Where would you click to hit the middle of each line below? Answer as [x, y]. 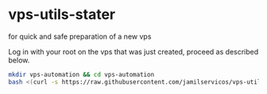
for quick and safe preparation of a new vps [80, 36]
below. [19, 60]
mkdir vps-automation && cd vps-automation [81, 74]
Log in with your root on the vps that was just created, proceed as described [133, 51]
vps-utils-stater [62, 15]
